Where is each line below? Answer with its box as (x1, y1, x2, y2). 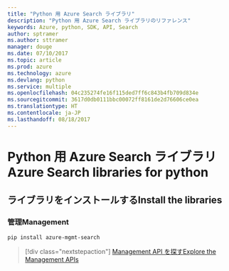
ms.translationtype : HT (7, 103, 78, 110)
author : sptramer (7, 30, 59, 38)
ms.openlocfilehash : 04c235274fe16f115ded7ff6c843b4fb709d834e (7, 89, 199, 96)
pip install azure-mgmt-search (7, 233, 100, 241)
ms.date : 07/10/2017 (7, 50, 69, 57)
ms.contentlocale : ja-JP (7, 109, 81, 116)
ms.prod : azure (7, 63, 53, 70)
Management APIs (24, 255, 80, 264)
